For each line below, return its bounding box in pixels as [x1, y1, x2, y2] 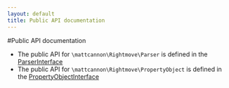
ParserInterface [17, 57, 63, 65]
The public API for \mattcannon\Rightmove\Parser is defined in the [17, 50, 209, 58]
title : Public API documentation [7, 17, 105, 24]
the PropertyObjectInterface [17, 72, 100, 81]
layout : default [7, 10, 55, 18]
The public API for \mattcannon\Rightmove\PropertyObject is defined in [17, 65, 223, 73]
